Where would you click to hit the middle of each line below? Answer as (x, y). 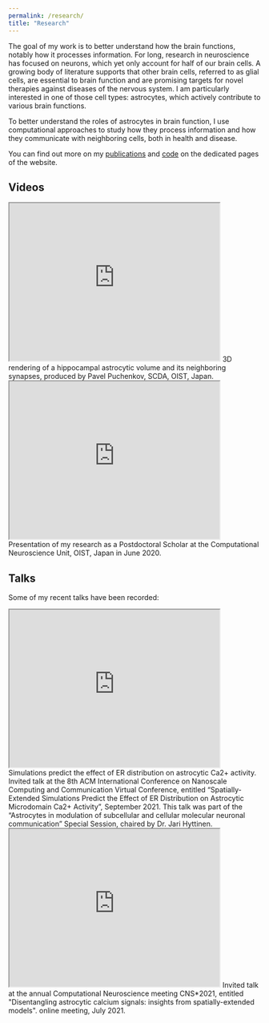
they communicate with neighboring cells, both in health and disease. (123, 138)
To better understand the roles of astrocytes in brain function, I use (119, 121)
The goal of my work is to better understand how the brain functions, (122, 46)
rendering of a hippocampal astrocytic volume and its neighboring (117, 368)
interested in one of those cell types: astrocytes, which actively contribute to (134, 97)
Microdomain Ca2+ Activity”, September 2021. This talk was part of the (125, 807)
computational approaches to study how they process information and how (132, 130)
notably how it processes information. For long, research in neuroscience (129, 54)
